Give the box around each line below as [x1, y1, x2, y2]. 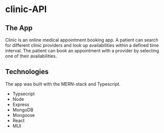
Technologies [5, 68, 49, 76]
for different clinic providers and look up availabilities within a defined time [5, 42, 159, 48]
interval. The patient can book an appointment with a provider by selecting [5, 48, 159, 53]
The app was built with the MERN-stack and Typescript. [5, 81, 121, 87]
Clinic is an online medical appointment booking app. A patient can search [5, 37, 159, 43]
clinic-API [5, 4, 47, 15]
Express [12, 101, 30, 107]
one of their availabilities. [5, 53, 57, 59]
